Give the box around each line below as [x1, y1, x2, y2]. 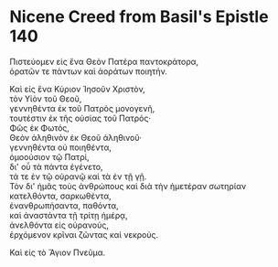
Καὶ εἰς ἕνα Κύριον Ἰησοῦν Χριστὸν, [9, 83, 146, 94]
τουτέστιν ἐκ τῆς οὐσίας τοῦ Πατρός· [9, 112, 152, 123]
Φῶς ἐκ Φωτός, [9, 122, 70, 133]
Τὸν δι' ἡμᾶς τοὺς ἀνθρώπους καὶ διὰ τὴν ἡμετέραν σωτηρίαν [9, 180, 247, 191]
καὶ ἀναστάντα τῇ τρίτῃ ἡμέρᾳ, [9, 209, 128, 220]
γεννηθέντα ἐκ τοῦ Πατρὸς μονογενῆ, [9, 102, 155, 113]
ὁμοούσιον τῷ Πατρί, [9, 151, 90, 162]
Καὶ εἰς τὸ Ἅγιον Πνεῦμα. [9, 247, 106, 258]
